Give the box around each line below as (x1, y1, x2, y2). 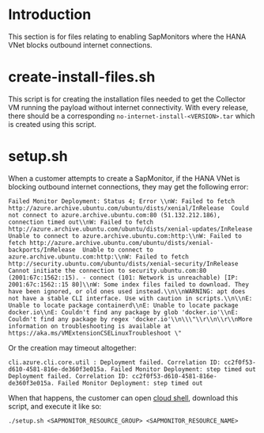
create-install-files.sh (8, 68, 156, 86)
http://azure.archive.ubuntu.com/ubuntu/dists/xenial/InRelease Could (8, 204, 249, 212)
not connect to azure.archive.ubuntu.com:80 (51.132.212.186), (8, 211, 221, 219)
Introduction (8, 6, 92, 24)
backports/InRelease (8, 246, 77, 254)
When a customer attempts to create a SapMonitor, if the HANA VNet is (8, 173, 241, 183)
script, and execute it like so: (8, 401, 102, 411)
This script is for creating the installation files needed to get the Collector (8, 94, 247, 104)
